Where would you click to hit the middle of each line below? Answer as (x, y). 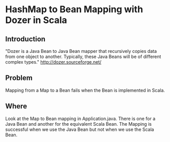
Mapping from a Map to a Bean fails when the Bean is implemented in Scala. (85, 90)
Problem (19, 78)
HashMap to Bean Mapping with (74, 9)
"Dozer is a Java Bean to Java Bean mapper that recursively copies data (81, 51)
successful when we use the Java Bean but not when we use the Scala (80, 129)
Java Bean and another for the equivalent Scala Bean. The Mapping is (78, 124)
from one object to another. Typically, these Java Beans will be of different (83, 56)
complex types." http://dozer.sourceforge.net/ (53, 62)
